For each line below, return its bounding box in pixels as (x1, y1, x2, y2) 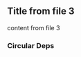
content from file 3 (7, 23, 60, 32)
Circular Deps (7, 41, 55, 50)
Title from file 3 (7, 5, 75, 17)
